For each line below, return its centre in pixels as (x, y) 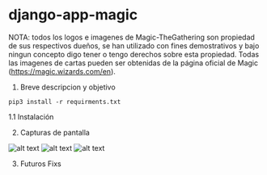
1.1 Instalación (31, 117)
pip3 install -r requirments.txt (65, 102)
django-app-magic (73, 15)
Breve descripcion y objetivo (68, 87)
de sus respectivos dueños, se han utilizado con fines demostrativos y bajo (134, 45)
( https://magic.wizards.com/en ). (62, 71)
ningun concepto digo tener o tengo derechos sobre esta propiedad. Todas (134, 54)
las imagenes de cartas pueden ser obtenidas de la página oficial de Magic (133, 63)
